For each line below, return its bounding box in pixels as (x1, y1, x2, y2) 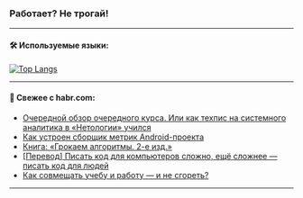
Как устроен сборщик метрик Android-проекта (22, 131, 205, 142)
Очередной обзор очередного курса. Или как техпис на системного (22, 112, 287, 123)
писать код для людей (22, 160, 109, 171)
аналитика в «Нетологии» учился (22, 121, 151, 132)
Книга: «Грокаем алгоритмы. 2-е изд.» (22, 140, 173, 151)
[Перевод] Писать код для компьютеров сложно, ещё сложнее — (22, 150, 278, 161)
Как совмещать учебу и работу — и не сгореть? (22, 169, 209, 180)
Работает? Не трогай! (9, 7, 109, 20)
